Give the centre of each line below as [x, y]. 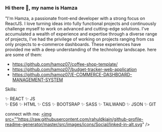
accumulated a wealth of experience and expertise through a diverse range [81, 34]
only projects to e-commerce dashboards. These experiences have [73, 44]
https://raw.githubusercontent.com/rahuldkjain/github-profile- [81, 119]
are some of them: [24, 55]
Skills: [11, 89]
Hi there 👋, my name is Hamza [41, 8]
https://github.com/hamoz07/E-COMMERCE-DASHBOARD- [72, 75]
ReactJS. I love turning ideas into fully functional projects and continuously [81, 23]
